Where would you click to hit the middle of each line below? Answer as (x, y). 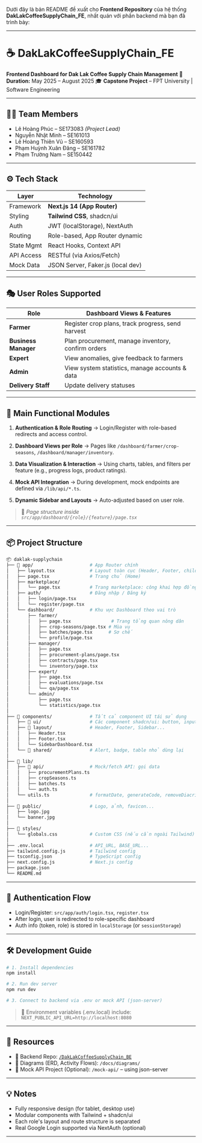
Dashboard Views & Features (129, 314)
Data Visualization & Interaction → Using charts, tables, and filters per (103, 464)
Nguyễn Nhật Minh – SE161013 (52, 135)
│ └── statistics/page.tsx (54, 705)
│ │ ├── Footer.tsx (36, 739)
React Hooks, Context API (84, 245)
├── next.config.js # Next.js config (70, 863)
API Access (26, 255)
